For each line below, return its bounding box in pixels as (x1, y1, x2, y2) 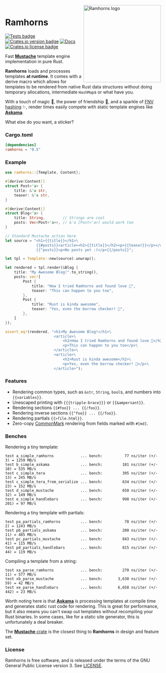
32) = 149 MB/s (5, 493, 37, 498)
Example (5, 159, 27, 166)
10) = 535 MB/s (5, 466, 37, 471)
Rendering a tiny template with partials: (5, 510, 85, 516)
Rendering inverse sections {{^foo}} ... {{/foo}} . (12, 410, 117, 416)
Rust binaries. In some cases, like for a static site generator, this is (5, 614, 140, 620)
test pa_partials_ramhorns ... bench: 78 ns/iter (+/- (5, 519, 158, 524)
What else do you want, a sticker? (5, 119, 74, 125)
